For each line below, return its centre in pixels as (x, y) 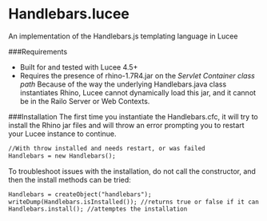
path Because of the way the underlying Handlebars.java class (123, 84)
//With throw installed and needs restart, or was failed (107, 148)
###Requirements (38, 51)
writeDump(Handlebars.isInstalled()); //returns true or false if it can (134, 202)
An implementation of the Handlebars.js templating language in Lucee (123, 36)
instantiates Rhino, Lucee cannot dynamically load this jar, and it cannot (138, 92)
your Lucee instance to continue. (63, 134)
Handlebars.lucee (69, 14)
